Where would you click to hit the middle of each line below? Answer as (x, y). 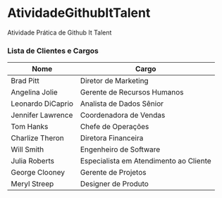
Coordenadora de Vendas (123, 116)
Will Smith (27, 149)
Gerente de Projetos (113, 173)
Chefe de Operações (115, 127)
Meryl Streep (32, 184)
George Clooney (38, 173)
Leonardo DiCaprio (42, 104)
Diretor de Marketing (115, 81)
